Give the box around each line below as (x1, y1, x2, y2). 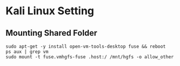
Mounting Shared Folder (5, 28, 98, 38)
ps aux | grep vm (5, 49, 49, 55)
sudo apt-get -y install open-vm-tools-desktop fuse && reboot (5, 43, 166, 49)
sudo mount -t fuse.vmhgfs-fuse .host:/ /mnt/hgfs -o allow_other (5, 54, 174, 60)
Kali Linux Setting (5, 4, 95, 18)
